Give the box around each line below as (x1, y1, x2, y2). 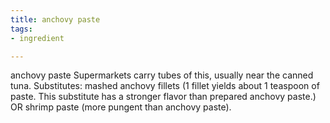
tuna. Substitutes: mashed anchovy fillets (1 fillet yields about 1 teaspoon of (10, 80, 320, 92)
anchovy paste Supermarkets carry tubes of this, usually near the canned (10, 69, 314, 81)
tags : (10, 24, 33, 34)
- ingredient (10, 33, 65, 43)
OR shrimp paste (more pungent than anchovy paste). (10, 101, 232, 113)
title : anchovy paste (10, 14, 101, 25)
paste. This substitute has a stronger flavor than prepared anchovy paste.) (10, 91, 317, 103)
